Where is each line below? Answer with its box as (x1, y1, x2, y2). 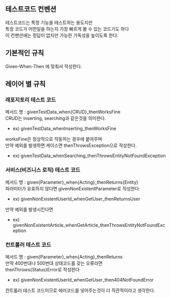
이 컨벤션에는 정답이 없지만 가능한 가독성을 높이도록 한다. (5, 32, 118, 38)
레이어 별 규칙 (5, 80, 46, 89)
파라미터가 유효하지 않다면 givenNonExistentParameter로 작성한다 (5, 185, 139, 191)
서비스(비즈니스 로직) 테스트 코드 (5, 166, 81, 174)
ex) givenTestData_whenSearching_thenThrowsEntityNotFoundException (12, 153, 166, 159)
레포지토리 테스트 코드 (5, 96, 56, 103)
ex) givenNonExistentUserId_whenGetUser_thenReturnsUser (12, 196, 140, 202)
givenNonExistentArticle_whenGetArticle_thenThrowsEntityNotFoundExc (12, 222, 165, 228)
